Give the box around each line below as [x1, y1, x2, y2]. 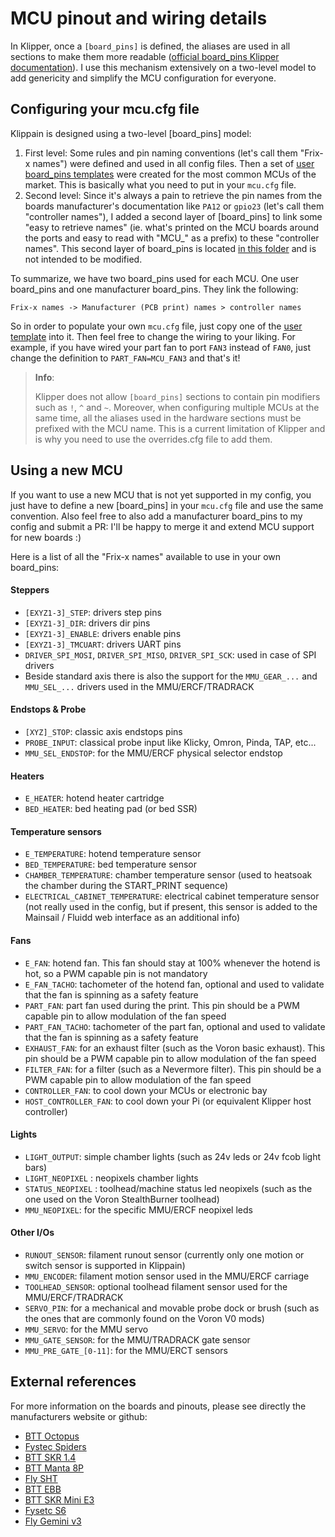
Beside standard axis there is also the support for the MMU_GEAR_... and [24, 670, 318, 682]
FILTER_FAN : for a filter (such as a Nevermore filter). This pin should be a [24, 1063, 322, 1075]
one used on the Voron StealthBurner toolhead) [24, 1193, 220, 1205]
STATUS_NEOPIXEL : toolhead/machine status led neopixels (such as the [24, 1182, 313, 1194]
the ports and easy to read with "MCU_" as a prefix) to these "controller [24, 232, 320, 244]
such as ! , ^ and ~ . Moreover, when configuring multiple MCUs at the [34, 401, 320, 413]
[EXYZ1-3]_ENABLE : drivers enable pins [24, 627, 182, 639]
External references [10, 1373, 137, 1391]
